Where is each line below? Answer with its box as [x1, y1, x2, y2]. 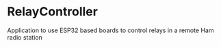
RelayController [7, 4, 98, 19]
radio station [7, 33, 42, 41]
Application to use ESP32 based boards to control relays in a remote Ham [7, 26, 214, 34]
